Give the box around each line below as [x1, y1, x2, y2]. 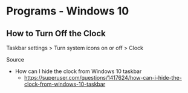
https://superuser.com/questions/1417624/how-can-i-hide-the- [24, 74, 183, 81]
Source [6, 56, 24, 63]
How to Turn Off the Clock [6, 28, 106, 39]
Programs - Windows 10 [6, 4, 129, 18]
